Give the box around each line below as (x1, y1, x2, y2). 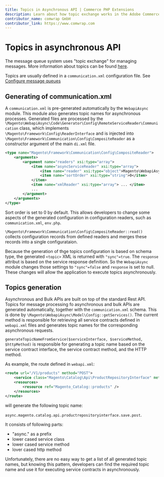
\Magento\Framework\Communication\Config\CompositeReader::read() (5, 229, 143, 234)
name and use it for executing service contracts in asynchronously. (5, 466, 140, 472)
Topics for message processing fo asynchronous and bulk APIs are (5, 301, 140, 307)
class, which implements (19, 126, 69, 131)
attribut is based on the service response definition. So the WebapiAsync (5, 258, 148, 265)
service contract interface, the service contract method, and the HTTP (5, 347, 147, 352)
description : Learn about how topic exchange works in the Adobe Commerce (5, 12, 161, 17)
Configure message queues (5, 78, 61, 84)
